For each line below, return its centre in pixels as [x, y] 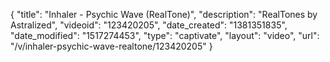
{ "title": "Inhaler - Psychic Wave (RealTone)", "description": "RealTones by [164, 14]
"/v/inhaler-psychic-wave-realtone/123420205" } [111, 46]
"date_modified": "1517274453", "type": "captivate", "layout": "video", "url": [165, 35]
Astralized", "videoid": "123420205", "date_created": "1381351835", [149, 25]
